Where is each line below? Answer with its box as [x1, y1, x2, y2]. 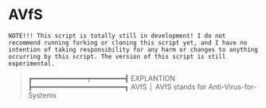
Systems [27, 90, 57, 100]
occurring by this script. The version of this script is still [8, 52, 226, 60]
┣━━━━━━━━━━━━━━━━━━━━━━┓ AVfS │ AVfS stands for [27, 82, 207, 91]
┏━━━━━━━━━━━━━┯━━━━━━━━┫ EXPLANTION [27, 73, 176, 83]
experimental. [8, 60, 56, 67]
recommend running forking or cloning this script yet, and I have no [8, 38, 248, 47]
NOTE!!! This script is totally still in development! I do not [8, 32, 226, 40]
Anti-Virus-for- [208, 82, 257, 91]
